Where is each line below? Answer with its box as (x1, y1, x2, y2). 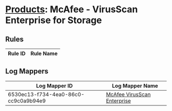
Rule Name (30, 50, 58, 57)
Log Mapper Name (112, 82, 159, 89)
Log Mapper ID (36, 82, 73, 89)
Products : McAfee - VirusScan (5, 4, 138, 15)
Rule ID (8, 50, 26, 57)
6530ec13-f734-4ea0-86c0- (8, 91, 84, 98)
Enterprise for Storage (5, 14, 102, 26)
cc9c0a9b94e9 (8, 97, 46, 104)
